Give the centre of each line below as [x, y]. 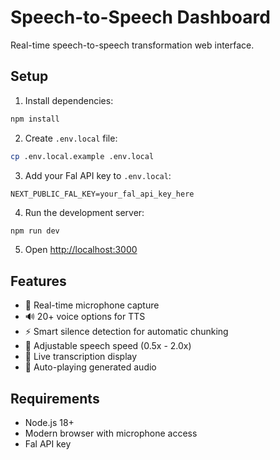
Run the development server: [84, 212]
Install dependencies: [69, 100]
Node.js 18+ [49, 422]
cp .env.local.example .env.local [82, 156]
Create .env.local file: [71, 138]
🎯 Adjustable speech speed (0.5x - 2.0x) [108, 346]
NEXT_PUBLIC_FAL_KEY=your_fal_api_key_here [102, 194]
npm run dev [35, 231]
